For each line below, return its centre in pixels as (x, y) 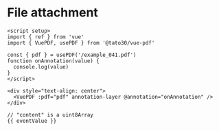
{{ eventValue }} (32, 121)
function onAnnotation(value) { (53, 61)
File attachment (53, 13)
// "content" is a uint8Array (50, 115)
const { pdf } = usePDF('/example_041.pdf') (72, 55)
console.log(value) (41, 67)
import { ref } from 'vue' (46, 37)
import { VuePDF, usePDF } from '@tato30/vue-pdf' (81, 43)
